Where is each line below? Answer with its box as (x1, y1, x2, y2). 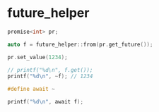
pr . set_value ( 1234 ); (7, 54, 69, 61)
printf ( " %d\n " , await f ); (7, 99, 83, 106)
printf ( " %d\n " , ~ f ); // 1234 (7, 73, 93, 80)
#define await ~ (7, 86, 55, 93)
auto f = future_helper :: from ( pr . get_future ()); (7, 41, 153, 48)
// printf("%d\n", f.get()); (7, 66, 93, 73)
